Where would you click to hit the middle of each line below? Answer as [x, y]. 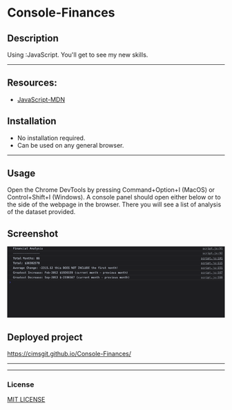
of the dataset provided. [41, 212]
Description [33, 38]
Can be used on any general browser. [70, 145]
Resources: [32, 83]
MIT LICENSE [26, 400]
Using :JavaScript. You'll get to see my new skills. [78, 55]
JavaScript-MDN [41, 99]
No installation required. [51, 138]
